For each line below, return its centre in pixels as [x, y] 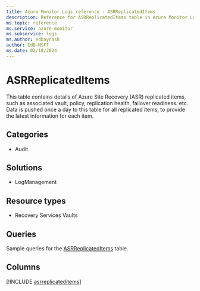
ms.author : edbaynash [33, 39]
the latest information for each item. [50, 116]
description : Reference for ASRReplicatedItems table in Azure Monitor [97, 17]
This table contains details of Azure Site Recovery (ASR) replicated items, [96, 97]
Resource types [36, 201]
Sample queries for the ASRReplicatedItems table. [67, 248]
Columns [23, 267]
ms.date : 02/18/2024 [32, 51]
